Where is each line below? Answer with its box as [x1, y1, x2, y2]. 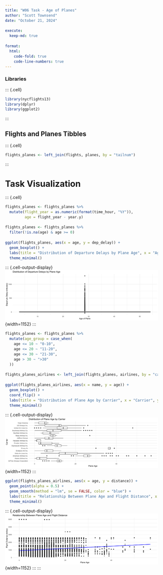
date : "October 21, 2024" [5, 18, 57, 23]
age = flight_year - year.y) [24, 214, 83, 219]
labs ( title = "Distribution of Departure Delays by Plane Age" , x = [9, 250, 151, 255]
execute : [5, 28, 23, 33]
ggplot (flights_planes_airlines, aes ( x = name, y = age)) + [5, 382, 130, 388]
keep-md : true [9, 33, 38, 38]
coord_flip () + [9, 393, 40, 397]
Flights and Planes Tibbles [5, 130, 86, 138]
